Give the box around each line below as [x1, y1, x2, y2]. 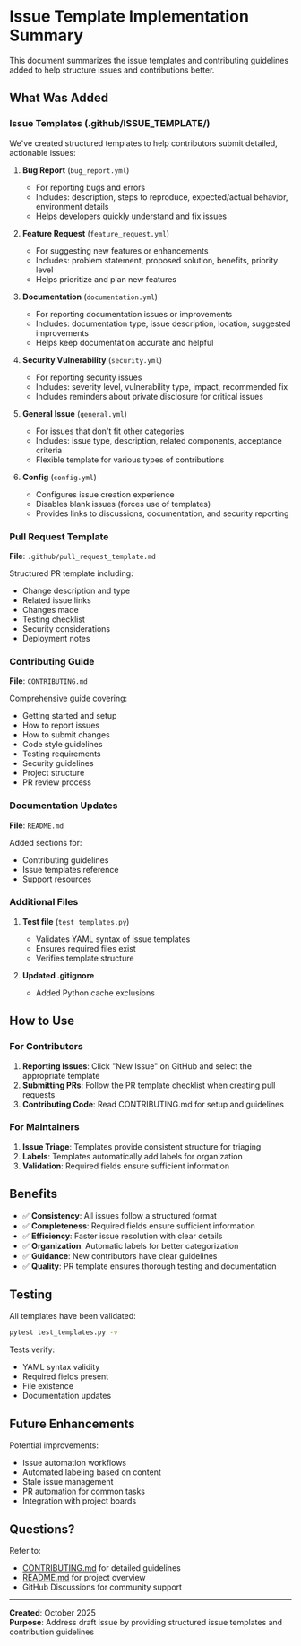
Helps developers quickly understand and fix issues [35, 211, 228, 221]
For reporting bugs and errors [35, 182, 146, 193]
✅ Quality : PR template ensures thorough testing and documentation [21, 1261, 277, 1271]
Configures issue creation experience [35, 488, 175, 499]
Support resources [21, 874, 92, 884]
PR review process [21, 777, 92, 788]
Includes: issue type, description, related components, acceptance [35, 435, 282, 445]
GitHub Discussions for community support [21, 1581, 182, 1592]
